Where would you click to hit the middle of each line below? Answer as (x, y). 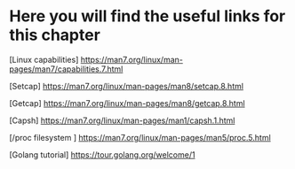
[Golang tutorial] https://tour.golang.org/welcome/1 (102, 154)
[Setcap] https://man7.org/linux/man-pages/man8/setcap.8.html (127, 86)
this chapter (55, 35)
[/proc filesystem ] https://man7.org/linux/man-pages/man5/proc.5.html (140, 137)
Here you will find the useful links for (147, 16)
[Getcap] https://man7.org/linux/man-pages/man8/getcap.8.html (128, 103)
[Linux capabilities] (44, 59)
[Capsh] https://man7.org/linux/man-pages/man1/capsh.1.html (122, 120)
